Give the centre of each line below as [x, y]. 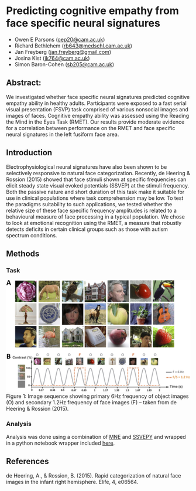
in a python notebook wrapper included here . [61, 443]
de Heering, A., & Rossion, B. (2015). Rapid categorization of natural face [94, 475]
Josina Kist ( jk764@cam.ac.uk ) [52, 58]
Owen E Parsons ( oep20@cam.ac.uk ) [60, 39]
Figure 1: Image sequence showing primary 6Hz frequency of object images [97, 396]
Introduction [29, 153]
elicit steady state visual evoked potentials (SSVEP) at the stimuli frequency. [97, 185]
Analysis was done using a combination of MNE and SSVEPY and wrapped [96, 437]
